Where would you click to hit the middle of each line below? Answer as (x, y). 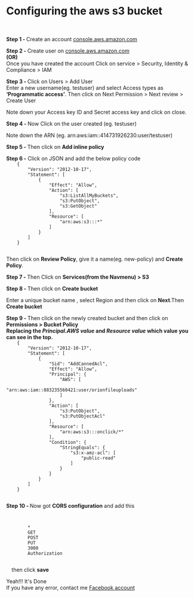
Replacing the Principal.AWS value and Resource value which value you (97, 331)
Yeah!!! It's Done (26, 581)
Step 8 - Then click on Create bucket (52, 288)
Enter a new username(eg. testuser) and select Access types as (85, 87)
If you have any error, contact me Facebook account (71, 587)
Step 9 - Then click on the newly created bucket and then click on (87, 318)
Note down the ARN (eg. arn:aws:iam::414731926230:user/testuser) (90, 135)
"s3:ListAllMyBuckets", (89, 196)
